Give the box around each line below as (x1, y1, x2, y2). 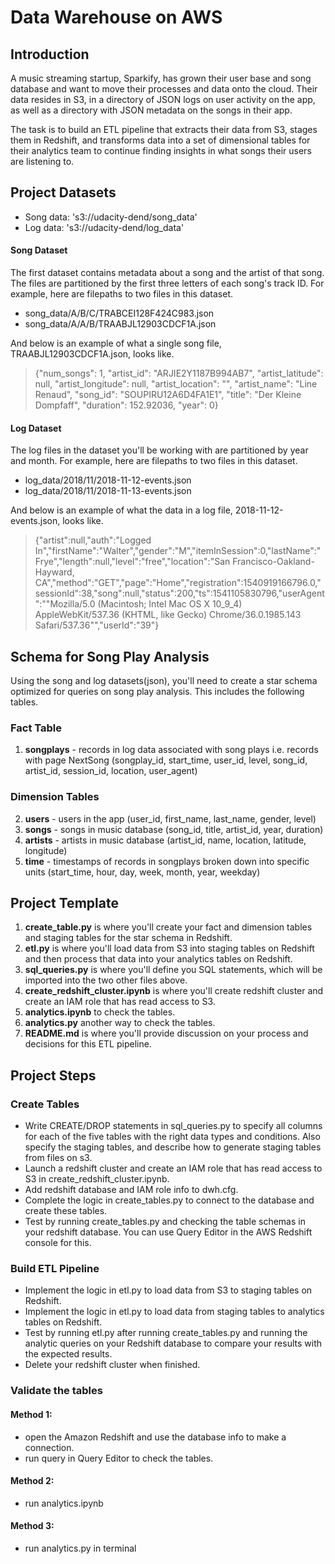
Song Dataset (10, 244, 68, 256)
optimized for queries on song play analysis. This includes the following (10, 686, 305, 698)
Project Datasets (10, 184, 117, 201)
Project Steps (10, 1067, 97, 1084)
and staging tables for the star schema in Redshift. (24, 932, 233, 944)
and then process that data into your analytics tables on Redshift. (24, 953, 293, 965)
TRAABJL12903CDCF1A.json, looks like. (10, 348, 175, 360)
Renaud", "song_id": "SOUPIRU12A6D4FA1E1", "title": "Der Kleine (34, 389, 302, 401)
